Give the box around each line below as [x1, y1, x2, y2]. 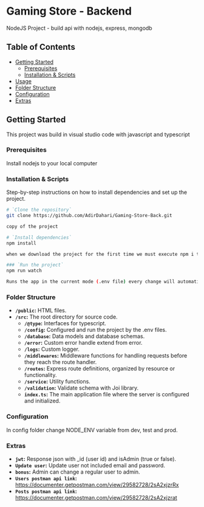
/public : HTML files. [15, 307, 67, 314]
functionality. [24, 371, 57, 379]
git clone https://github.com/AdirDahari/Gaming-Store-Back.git [6, 213, 172, 219]
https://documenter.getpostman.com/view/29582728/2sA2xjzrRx [15, 481, 179, 488]
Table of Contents [6, 42, 76, 52]
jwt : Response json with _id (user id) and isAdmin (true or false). [15, 455, 177, 463]
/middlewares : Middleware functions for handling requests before [24, 352, 188, 359]
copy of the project [6, 223, 59, 229]
